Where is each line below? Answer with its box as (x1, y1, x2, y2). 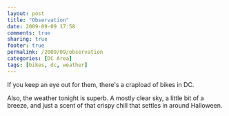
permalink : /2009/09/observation (7, 49, 103, 56)
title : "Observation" (7, 17, 70, 23)
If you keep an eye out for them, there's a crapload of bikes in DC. (7, 80, 195, 88)
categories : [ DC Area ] (7, 55, 72, 62)
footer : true (7, 42, 45, 49)
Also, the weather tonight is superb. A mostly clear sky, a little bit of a (7, 94, 205, 102)
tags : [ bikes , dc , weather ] (7, 61, 88, 68)
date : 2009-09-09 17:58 (7, 23, 76, 30)
